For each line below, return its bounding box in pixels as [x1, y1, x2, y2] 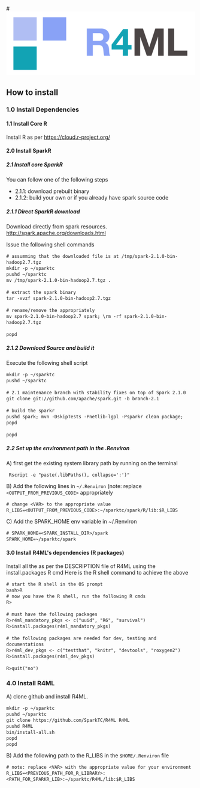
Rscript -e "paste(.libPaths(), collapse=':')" [8, 472, 130, 478]
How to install [6, 87, 59, 97]
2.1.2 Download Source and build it [6, 344, 95, 351]
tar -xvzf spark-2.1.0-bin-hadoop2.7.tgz [6, 296, 111, 302]
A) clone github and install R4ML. [6, 692, 89, 700]
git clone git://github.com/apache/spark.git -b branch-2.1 [6, 396, 160, 402]
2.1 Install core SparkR [6, 161, 63, 168]
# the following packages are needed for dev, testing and [6, 635, 157, 641]
